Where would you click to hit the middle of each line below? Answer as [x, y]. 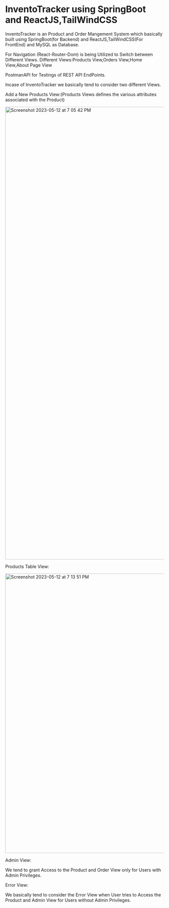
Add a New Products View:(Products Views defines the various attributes [81, 94]
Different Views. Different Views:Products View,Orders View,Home [74, 59]
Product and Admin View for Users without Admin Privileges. [68, 900]
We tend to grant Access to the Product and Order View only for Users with [83, 870]
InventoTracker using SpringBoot [76, 9]
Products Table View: [27, 566]
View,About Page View [29, 65]
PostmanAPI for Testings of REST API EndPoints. [56, 75]
